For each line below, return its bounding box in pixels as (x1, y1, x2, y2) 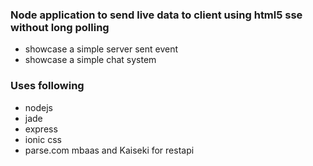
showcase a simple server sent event (24, 43, 179, 55)
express (24, 123, 58, 135)
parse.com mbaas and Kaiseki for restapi (24, 144, 195, 156)
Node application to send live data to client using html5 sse (10, 8, 303, 22)
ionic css (24, 133, 62, 145)
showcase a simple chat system (24, 54, 157, 66)
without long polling (10, 20, 110, 34)
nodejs (24, 101, 53, 113)
